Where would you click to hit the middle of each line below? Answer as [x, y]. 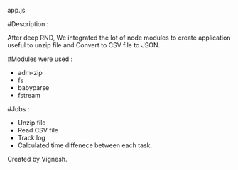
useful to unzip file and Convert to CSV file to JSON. [84, 45]
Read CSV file [38, 130]
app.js [16, 10]
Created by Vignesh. [37, 159]
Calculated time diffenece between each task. [85, 145]
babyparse [33, 87]
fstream [29, 95]
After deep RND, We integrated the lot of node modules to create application [119, 38]
